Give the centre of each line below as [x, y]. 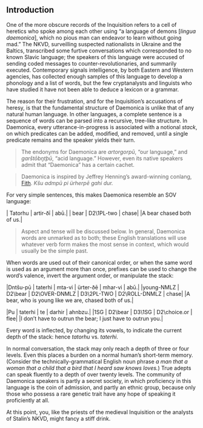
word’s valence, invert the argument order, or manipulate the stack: [90, 275]
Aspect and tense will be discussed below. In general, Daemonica [103, 231]
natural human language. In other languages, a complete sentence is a [94, 114]
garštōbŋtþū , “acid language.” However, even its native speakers [102, 158]
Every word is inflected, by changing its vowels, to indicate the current [94, 330]
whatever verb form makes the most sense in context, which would [105, 244]
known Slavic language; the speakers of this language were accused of [95, 57]
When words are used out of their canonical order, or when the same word [99, 262]
